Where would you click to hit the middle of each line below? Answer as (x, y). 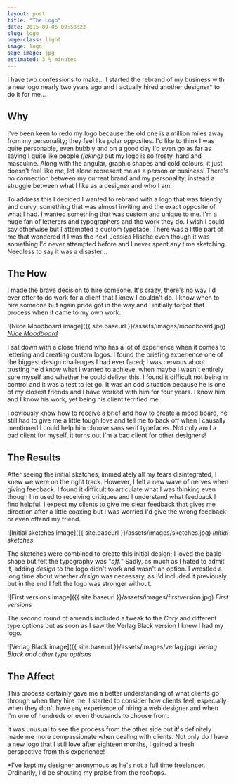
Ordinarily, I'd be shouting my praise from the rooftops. (87, 772)
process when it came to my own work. (64, 312)
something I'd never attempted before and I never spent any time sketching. (117, 244)
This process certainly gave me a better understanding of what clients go (113, 693)
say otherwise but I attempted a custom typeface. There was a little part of (115, 229)
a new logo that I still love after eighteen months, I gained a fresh (101, 744)
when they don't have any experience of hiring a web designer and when (113, 708)
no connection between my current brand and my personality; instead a (111, 178)
